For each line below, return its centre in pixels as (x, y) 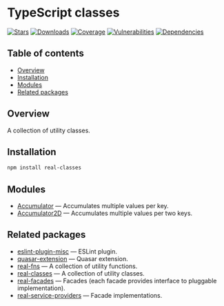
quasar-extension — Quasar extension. (73, 258)
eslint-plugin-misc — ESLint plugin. (67, 251)
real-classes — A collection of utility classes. (81, 273)
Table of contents (45, 53)
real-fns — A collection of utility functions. (77, 266)
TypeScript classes (63, 13)
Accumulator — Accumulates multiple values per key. (93, 206)
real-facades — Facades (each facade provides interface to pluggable (117, 280)
